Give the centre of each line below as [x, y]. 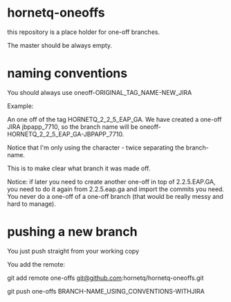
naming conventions [67, 73]
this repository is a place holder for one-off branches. [84, 32]
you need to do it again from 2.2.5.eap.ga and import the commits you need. [116, 189]
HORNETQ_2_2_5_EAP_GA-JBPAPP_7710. [66, 134]
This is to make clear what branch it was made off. [79, 168]
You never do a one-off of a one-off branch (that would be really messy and [115, 196]
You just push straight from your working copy [73, 251]
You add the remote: [36, 264]
